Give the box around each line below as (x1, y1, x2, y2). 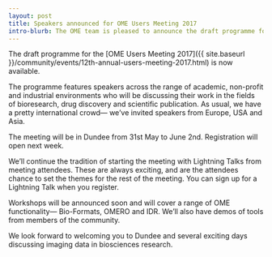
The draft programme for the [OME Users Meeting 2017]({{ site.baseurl (8, 49, 245, 59)
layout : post (8, 11, 53, 20)
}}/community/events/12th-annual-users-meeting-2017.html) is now (8, 58, 233, 67)
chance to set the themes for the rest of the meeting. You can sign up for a (8, 173, 257, 183)
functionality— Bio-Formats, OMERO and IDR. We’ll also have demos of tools (8, 207, 264, 216)
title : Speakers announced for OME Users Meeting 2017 (8, 19, 198, 28)
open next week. (8, 141, 65, 151)
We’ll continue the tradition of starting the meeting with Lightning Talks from (8, 156, 261, 166)
